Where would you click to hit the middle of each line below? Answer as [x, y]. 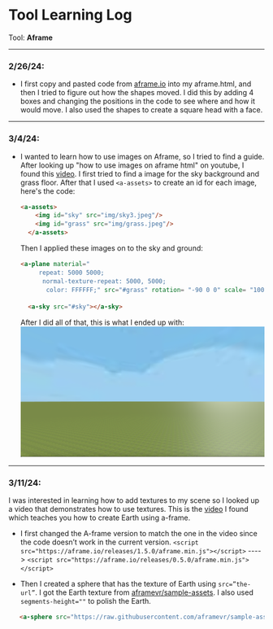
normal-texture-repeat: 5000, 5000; [104, 281]
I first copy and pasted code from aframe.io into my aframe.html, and [136, 84]
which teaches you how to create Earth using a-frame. [100, 518]
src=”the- [235, 585]
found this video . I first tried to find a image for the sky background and [140, 173]
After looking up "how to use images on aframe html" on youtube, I [132, 165]
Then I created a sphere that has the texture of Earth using [118, 584]
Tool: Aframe [30, 37]
